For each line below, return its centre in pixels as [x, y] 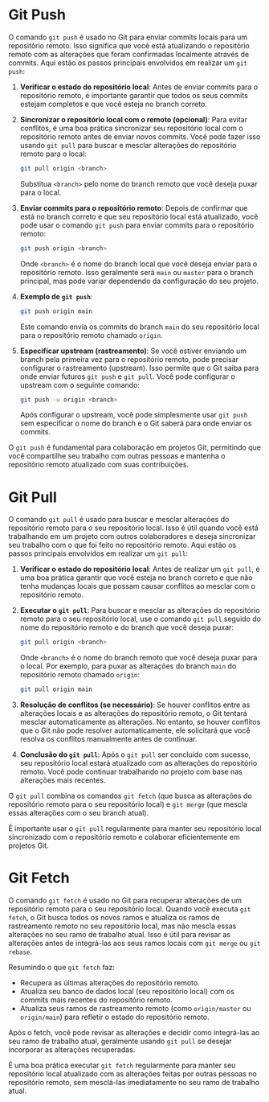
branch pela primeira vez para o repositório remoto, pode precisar [129, 359]
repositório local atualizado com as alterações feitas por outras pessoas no [132, 1074]
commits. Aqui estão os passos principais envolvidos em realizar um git [128, 63]
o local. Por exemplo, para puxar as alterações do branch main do [128, 666]
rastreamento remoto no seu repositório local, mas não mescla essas [122, 926]
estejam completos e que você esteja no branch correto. [113, 104]
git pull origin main [56, 689]
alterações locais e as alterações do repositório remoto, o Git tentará [133, 713]
